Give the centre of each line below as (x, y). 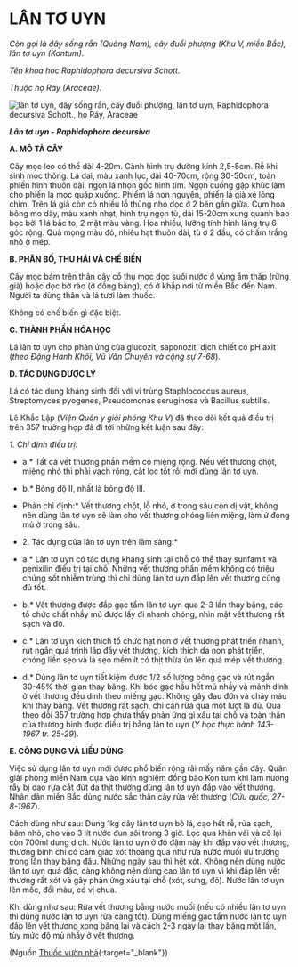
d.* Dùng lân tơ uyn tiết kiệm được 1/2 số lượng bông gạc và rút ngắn (148, 677)
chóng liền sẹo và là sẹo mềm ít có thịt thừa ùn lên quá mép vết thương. (153, 660)
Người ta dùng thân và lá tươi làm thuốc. (82, 295)
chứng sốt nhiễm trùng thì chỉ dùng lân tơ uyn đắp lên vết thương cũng (151, 578)
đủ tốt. (34, 587)
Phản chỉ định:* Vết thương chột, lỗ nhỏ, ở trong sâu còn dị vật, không (150, 505)
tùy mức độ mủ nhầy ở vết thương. (72, 935)
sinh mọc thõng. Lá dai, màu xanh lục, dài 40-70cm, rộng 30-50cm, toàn (142, 175)
